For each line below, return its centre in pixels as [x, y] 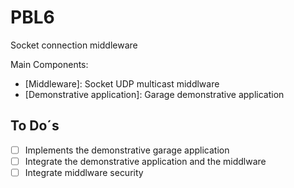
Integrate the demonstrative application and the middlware [145, 161]
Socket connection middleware [74, 45]
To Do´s [35, 126]
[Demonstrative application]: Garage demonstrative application [154, 94]
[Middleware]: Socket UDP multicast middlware [122, 83]
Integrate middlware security [84, 172]
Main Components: [49, 64]
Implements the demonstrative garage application [127, 150]
